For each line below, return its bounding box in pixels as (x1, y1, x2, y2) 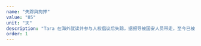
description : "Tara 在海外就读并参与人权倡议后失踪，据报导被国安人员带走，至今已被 (6, 25, 196, 32)
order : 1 (6, 31, 28, 37)
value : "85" (6, 14, 36, 20)
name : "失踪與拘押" (6, 8, 50, 15)
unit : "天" (6, 20, 33, 26)
